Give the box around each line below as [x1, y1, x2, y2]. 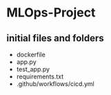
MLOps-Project [6, 5, 96, 21]
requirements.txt [16, 72, 64, 81]
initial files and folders [6, 32, 104, 44]
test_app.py [16, 65, 50, 73]
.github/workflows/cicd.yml [16, 80, 94, 87]
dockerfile [16, 50, 46, 59]
